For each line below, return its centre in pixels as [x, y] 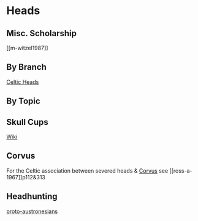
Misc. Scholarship [41, 33]
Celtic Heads [23, 82]
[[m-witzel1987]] [27, 48]
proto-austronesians [32, 211]
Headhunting [32, 197]
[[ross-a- [181, 170]
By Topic [24, 101]
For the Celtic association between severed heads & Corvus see [87, 170]
